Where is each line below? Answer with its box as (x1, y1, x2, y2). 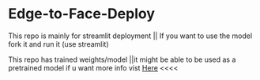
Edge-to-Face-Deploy (8, 5, 156, 23)
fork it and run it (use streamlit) (8, 39, 109, 48)
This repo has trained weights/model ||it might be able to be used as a (8, 55, 236, 64)
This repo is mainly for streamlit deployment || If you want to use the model (8, 31, 253, 40)
